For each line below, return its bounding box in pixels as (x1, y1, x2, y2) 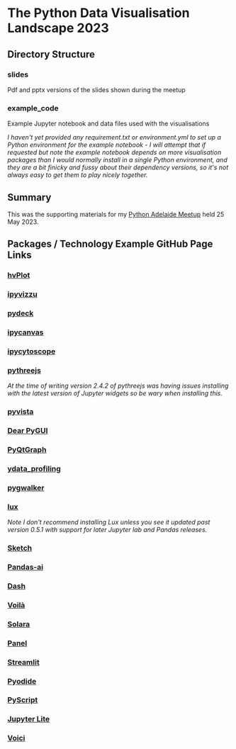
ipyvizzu (7, 289, 38, 299)
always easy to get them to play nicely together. (7, 171, 148, 179)
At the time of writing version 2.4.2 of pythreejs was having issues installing (7, 381, 229, 390)
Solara (7, 619, 30, 629)
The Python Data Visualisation (7, 5, 190, 21)
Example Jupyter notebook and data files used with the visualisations (7, 119, 210, 128)
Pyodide (7, 676, 37, 686)
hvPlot (7, 271, 30, 281)
